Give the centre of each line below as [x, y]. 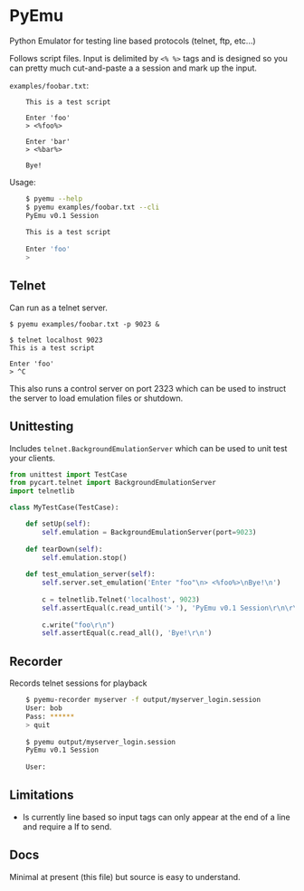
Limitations [42, 796]
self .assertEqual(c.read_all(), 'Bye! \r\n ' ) [127, 633]
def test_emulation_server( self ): [90, 574]
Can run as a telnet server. [59, 308]
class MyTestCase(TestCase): [64, 507]
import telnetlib [42, 491]
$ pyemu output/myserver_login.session [101, 742]
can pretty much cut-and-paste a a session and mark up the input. [133, 68]
